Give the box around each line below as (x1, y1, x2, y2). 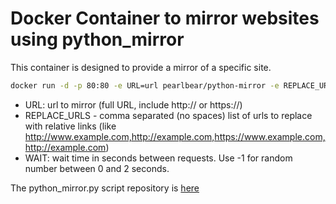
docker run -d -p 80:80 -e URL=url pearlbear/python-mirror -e (10, 80, 280, 91)
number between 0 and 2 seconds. (24, 162, 170, 174)
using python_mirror (10, 28, 185, 51)
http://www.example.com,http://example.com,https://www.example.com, (24, 130, 326, 142)
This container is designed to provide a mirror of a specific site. (10, 61, 272, 73)
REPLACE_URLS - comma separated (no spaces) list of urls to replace (24, 109, 313, 121)
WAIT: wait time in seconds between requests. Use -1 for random (24, 152, 293, 164)
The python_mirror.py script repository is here (10, 182, 200, 194)
